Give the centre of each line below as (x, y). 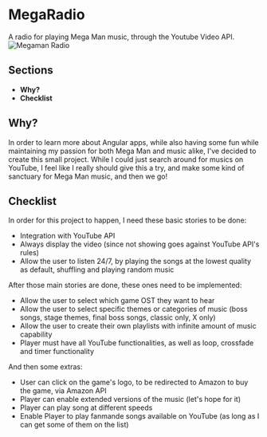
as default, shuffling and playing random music (97, 270)
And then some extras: (45, 367)
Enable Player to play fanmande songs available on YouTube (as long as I (139, 416)
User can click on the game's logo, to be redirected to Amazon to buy (134, 382)
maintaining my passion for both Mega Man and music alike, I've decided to (132, 151)
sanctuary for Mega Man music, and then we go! (88, 176)
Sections (31, 71)
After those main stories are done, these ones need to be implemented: (125, 285)
